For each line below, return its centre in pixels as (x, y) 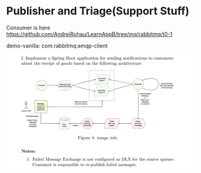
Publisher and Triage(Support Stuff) (98, 11)
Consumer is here (28, 28)
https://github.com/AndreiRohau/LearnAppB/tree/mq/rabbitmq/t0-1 (89, 34)
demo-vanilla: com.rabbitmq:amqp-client (57, 46)
